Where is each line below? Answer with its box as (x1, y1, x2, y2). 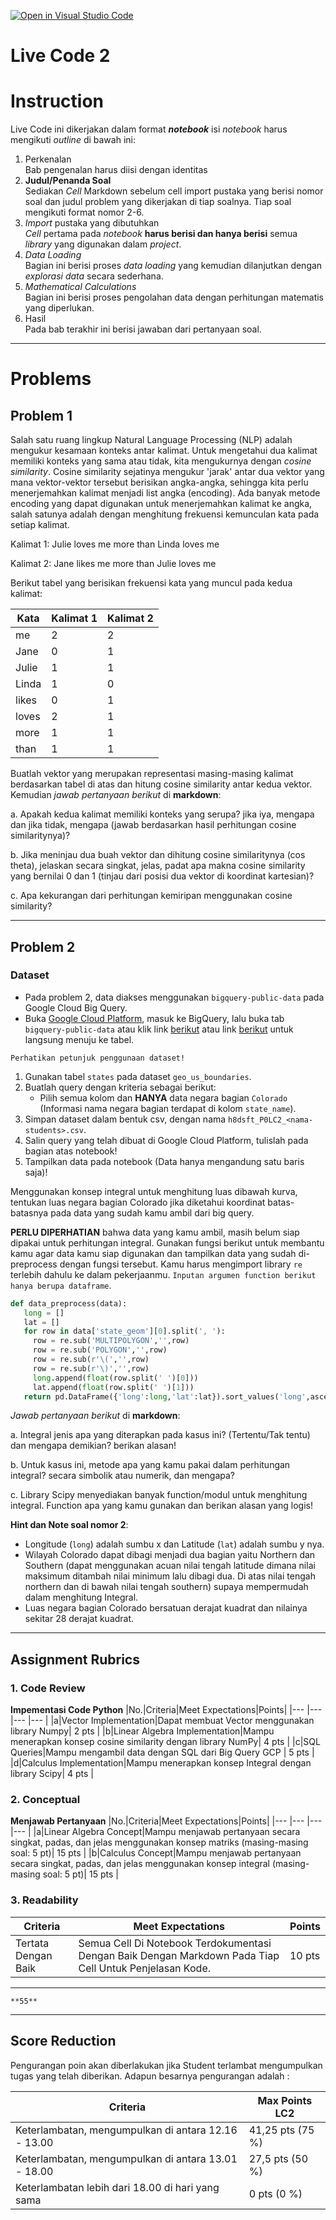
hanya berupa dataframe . (10, 1279, 112, 1291)
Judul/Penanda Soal (24, 175, 112, 187)
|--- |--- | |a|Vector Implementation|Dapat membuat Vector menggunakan (10, 1715, 315, 1727)
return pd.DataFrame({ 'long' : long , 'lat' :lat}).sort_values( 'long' (23, 1391, 307, 1402)
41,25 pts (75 (248, 2123, 315, 2137)
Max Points (257, 2093, 313, 2107)
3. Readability (10, 1893, 79, 1907)
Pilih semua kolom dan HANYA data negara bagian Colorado (39, 1091, 288, 1104)
